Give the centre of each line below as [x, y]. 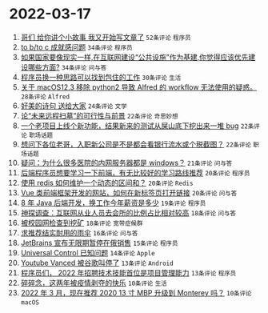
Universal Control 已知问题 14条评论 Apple [88, 252]
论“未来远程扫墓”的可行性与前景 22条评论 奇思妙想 [99, 115]
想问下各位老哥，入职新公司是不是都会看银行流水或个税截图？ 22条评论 [136, 144]
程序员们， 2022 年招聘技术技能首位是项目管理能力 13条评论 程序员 [128, 272]
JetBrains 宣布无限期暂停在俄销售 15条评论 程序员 [99, 243]
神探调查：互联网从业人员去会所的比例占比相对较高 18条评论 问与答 [128, 212]
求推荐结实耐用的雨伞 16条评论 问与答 [79, 232]
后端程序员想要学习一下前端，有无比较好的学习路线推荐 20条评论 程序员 [135, 172]
